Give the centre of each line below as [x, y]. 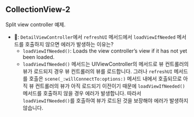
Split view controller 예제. [36, 24]
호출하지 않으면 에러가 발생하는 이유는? [69, 44]
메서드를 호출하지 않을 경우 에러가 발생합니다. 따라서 [82, 93]
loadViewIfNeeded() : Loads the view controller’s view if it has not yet [105, 51]
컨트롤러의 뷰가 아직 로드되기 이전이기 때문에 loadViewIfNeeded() [110, 86]
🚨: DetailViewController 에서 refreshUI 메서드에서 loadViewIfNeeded [95, 37]
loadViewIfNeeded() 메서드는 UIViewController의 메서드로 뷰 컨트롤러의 [106, 64]
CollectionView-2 [38, 10]
